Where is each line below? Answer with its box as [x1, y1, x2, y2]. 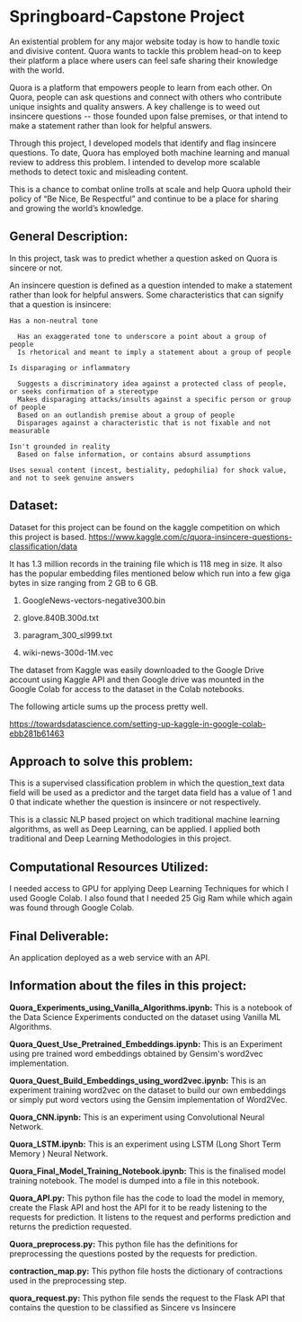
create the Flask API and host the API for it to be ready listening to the [9, 1202, 268, 1212]
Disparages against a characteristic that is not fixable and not [17, 418, 271, 428]
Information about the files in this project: [9, 978, 247, 994]
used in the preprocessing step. [9, 1274, 128, 1286]
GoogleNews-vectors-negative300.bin [22, 595, 166, 606]
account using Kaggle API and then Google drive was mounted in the [9, 674, 265, 685]
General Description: [9, 229, 129, 244]
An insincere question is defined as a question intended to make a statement [9, 279, 293, 290]
